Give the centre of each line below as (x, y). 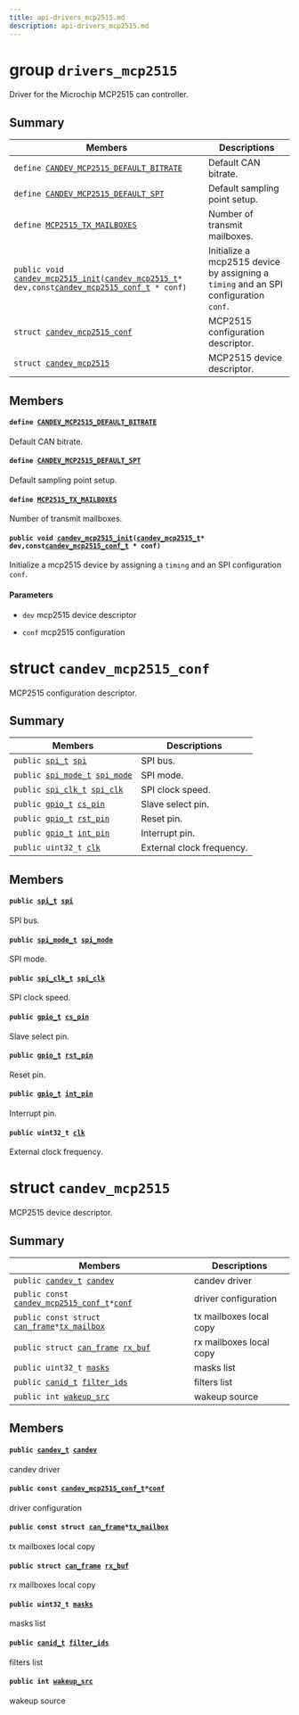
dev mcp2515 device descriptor (79, 614)
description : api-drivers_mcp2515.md (79, 26)
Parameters (31, 595)
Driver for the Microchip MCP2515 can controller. (99, 95)
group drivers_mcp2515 (93, 70)
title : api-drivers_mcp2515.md (67, 17)
